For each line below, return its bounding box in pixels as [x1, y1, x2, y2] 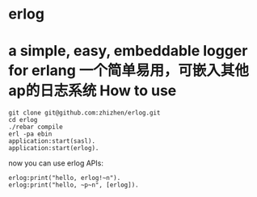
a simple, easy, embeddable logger [8, 42, 248, 61]
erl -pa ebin [8, 130, 53, 138]
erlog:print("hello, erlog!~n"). [8, 174, 121, 182]
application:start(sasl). [8, 137, 95, 145]
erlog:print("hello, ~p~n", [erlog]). [8, 181, 139, 190]
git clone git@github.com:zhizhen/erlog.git [8, 109, 161, 117]
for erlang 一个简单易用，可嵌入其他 [8, 61, 249, 80]
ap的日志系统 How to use [8, 82, 177, 100]
